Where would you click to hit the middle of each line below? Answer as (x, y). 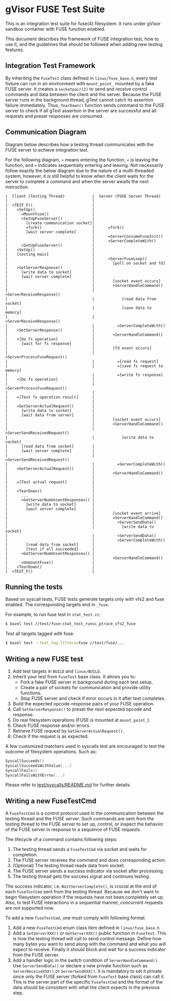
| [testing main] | (50, 254)
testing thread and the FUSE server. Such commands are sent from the (80, 819)
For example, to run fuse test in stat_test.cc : (53, 615)
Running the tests (34, 587)
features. (15, 50)
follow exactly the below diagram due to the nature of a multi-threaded (80, 170)
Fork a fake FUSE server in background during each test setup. (87, 682)
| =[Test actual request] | (50, 482)
